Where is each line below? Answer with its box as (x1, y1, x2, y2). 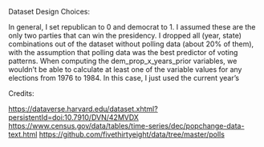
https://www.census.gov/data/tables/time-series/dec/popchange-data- (8, 121, 245, 130)
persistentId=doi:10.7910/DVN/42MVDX (8, 113, 139, 122)
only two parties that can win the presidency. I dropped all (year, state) (8, 31, 242, 40)
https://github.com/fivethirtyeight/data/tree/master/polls (39, 129, 225, 139)
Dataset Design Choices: (8, 7, 91, 16)
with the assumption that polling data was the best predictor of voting (8, 48, 238, 57)
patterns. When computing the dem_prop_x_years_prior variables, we (8, 56, 238, 66)
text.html (8, 129, 38, 139)
